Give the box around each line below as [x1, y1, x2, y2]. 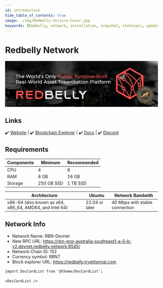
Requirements [5, 146, 49, 154]
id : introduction [5, 8, 40, 13]
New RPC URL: [12, 238, 42, 244]
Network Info [5, 220, 46, 228]
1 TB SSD [67, 180, 87, 186]
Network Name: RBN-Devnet [12, 233, 70, 239]
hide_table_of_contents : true [5, 13, 66, 18]
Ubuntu [89, 192, 105, 199]
